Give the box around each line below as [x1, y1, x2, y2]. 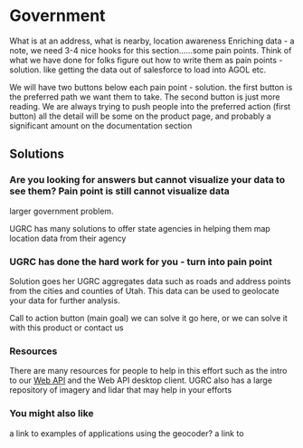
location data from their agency [9, 233, 127, 243]
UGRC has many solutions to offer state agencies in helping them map [9, 223, 271, 234]
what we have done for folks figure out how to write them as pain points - [9, 54, 283, 65]
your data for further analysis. [9, 295, 120, 306]
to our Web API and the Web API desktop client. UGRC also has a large [9, 375, 273, 386]
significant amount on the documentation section [9, 119, 193, 131]
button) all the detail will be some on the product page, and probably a [9, 110, 271, 121]
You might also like [9, 407, 94, 420]
